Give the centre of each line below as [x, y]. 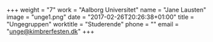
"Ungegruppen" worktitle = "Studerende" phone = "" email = [93, 24]
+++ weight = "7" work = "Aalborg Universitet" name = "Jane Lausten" [106, 10]
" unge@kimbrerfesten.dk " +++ [50, 31]
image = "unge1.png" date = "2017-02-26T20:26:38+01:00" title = [100, 17]
